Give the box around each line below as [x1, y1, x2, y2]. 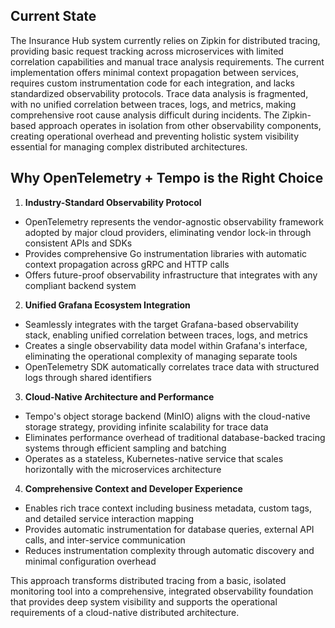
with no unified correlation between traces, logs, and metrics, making [10, 98, 297, 110]
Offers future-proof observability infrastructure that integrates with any [24, 269, 318, 281]
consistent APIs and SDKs [24, 237, 133, 249]
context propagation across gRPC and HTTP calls [24, 258, 230, 270]
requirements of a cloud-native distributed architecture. [10, 606, 240, 618]
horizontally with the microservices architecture [24, 463, 222, 475]
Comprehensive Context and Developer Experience [24, 482, 243, 494]
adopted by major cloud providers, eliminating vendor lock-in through [24, 226, 312, 238]
